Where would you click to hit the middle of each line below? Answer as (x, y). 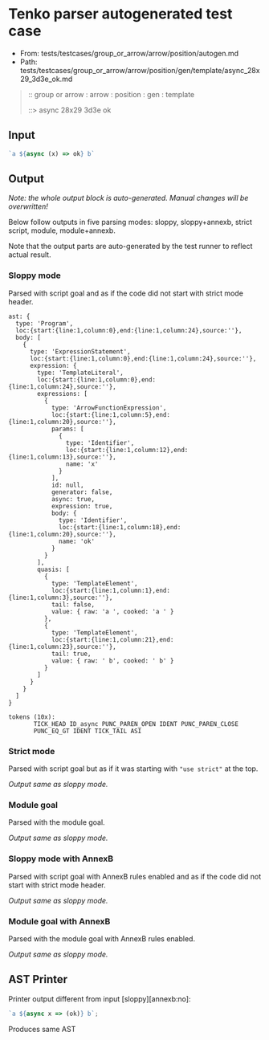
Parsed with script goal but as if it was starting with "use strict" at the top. (133, 769)
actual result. (30, 255)
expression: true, (82, 506)
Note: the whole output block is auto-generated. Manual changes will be (128, 198)
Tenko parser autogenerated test (120, 14)
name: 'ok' (77, 541)
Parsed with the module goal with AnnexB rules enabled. (102, 938)
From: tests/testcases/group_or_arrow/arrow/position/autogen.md (129, 53)
